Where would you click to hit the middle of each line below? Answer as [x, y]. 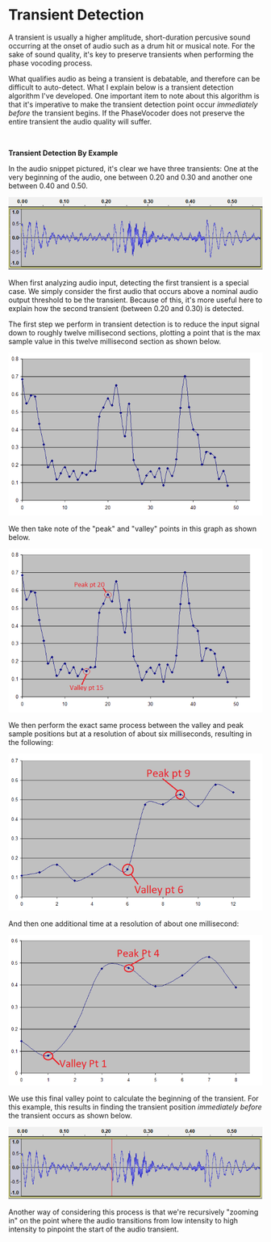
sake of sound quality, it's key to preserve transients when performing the [131, 54]
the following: [31, 742]
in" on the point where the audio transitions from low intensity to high [123, 1221]
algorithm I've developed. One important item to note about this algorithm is [134, 95]
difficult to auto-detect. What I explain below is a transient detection [121, 87]
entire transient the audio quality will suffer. [80, 121]
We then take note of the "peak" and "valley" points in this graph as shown [133, 529]
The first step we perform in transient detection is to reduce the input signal [134, 324]
